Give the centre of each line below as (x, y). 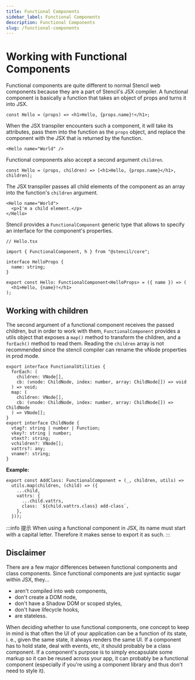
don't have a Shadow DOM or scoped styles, (68, 603)
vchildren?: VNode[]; (38, 443)
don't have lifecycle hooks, (47, 609)
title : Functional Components (43, 11)
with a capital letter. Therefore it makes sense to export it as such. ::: (88, 534)
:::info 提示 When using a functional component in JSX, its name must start (96, 528)
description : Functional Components (51, 22)
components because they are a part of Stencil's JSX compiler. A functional (97, 92)
